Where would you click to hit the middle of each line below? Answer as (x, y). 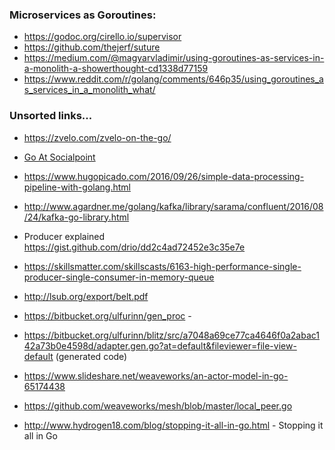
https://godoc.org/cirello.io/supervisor (102, 37)
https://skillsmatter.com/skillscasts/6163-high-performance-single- (162, 266)
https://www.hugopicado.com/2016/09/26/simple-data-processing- (164, 176)
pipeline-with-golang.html (77, 187)
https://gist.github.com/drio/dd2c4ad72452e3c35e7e (134, 247)
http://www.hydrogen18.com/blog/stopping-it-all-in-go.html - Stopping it (173, 425)
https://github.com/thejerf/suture (92, 47)
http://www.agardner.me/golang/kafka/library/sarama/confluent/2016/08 (173, 206)
